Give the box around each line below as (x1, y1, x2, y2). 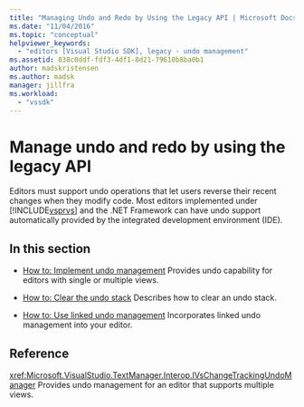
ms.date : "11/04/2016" (9, 22, 95, 31)
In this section (9, 241, 91, 257)
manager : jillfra (9, 81, 75, 90)
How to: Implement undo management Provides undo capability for (22, 265, 273, 276)
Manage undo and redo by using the (9, 137, 286, 157)
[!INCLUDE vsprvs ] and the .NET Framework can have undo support (9, 205, 261, 216)
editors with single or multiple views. (22, 275, 159, 286)
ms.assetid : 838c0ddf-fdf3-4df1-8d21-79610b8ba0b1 (9, 55, 204, 64)
